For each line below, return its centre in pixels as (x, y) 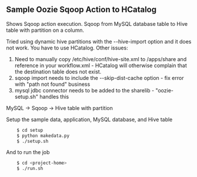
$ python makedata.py (43, 136)
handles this (54, 96)
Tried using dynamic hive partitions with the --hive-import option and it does (99, 41)
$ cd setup (30, 130)
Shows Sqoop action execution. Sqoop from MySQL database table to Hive (97, 24)
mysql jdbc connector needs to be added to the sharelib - (84, 90)
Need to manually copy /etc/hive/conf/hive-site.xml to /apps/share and (101, 59)
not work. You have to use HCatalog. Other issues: (67, 48)
